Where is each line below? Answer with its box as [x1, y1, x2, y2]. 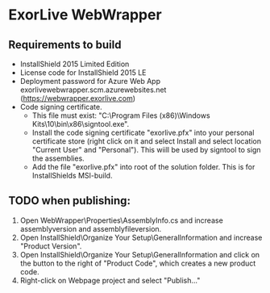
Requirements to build [8, 38, 122, 52]
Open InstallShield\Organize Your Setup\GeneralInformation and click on [19, 249, 260, 259]
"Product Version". [19, 241, 82, 251]
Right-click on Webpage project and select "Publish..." [19, 275, 201, 285]
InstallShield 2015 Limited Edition [19, 59, 130, 69]
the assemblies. [31, 153, 85, 163]
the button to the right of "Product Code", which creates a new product [19, 258, 256, 268]
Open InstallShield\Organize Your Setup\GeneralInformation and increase [19, 232, 263, 242]
